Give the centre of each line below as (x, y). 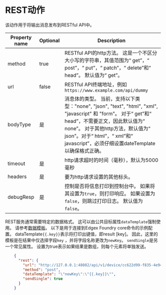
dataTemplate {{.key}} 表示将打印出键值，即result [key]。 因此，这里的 (86, 234)
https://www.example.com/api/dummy (106, 90)
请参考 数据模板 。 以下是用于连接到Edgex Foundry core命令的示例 (81, 228)
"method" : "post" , (42, 270)
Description (111, 40)
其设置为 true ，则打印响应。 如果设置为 (110, 193)
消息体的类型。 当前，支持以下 (100, 99)
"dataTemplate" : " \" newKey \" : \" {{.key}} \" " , (69, 274)
